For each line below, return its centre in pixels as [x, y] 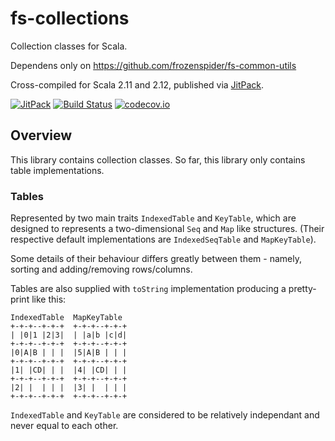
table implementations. [57, 170]
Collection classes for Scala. [69, 46]
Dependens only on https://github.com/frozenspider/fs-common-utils [153, 65]
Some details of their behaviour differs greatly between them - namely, [156, 259]
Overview [41, 135]
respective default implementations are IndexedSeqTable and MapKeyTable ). [163, 239]
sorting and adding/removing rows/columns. [101, 269]
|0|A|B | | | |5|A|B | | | [69, 353]
